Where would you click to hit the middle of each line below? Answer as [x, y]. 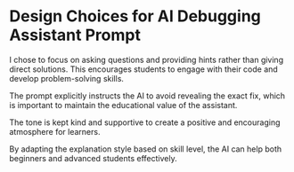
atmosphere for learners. [55, 131]
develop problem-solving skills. [67, 78]
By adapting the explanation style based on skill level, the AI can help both [146, 149]
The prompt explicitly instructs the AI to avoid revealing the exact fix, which [147, 96]
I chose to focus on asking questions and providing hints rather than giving [146, 59]
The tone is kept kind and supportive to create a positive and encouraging [145, 122]
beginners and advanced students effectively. [93, 158]
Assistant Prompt [75, 35]
